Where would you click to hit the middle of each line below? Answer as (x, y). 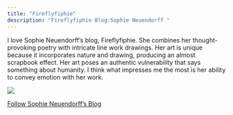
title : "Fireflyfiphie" (42, 14)
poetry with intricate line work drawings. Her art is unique (120, 47)
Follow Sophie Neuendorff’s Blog (54, 103)
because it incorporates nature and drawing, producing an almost (102, 55)
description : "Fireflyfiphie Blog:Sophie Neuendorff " (89, 20)
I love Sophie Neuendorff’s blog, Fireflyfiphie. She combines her (99, 40)
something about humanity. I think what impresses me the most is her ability (116, 70)
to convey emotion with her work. (55, 77)
